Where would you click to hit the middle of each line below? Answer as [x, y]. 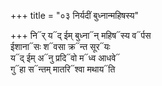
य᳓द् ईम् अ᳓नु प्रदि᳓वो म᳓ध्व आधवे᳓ [65, 58]
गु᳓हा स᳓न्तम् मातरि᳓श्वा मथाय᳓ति [63, 69]
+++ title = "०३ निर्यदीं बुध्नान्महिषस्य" [75, 15]
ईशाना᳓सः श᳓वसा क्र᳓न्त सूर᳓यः [60, 46]
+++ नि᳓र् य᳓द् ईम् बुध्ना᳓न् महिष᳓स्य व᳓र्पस [81, 35]
